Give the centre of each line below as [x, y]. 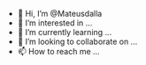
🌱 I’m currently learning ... [65, 32]
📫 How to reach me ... [58, 51]
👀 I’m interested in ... [55, 23]
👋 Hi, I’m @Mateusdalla [60, 14]
